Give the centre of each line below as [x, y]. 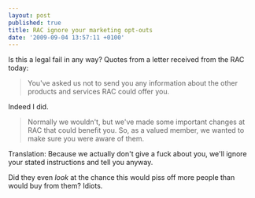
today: [18, 68]
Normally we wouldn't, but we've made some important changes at [136, 122]
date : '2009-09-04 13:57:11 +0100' [67, 37]
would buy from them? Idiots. [55, 186]
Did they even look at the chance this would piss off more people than [122, 178]
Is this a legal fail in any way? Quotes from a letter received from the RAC [126, 60]
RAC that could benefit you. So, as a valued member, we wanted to [136, 130]
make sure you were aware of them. [86, 139]
